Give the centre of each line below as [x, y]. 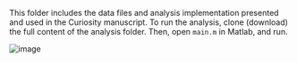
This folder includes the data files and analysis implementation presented [144, 13]
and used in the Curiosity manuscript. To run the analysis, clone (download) [149, 22]
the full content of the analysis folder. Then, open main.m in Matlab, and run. [148, 31]
